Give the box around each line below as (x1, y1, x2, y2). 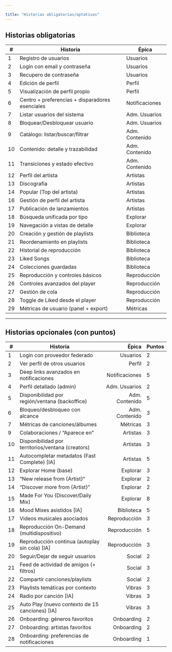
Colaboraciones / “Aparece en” (19, 429, 94, 436)
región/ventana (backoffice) (19, 398, 87, 405)
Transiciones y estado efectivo (19, 160, 94, 167)
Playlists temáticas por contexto (19, 584, 96, 592)
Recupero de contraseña (19, 71, 79, 78)
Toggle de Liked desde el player (19, 297, 96, 304)
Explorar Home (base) (19, 467, 73, 474)
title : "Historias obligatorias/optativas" (5, 12, 100, 17)
